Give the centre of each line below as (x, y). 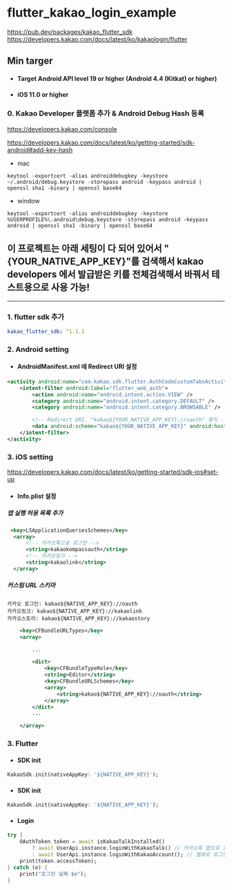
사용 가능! (70, 287)
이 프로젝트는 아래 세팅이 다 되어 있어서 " (88, 249)
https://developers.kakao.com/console (62, 129)
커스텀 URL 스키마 (31, 585)
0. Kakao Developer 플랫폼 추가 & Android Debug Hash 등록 (106, 113)
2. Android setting (38, 349)
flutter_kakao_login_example (92, 13)
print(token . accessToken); (58, 861)
